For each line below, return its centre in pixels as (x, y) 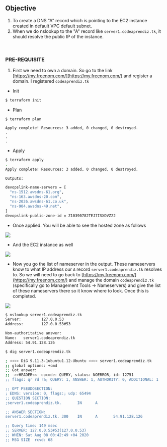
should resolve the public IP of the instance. (58, 36)
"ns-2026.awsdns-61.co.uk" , (39, 202)
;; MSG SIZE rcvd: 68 (29, 440)
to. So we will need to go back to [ (48, 274)
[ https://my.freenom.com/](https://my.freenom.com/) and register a (82, 76)
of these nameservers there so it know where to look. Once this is (81, 290)
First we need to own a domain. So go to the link (62, 71)
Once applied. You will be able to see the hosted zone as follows (79, 225)
